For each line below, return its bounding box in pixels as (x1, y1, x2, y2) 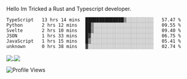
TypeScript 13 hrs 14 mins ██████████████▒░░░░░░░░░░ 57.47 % (6, 17, 182, 23)
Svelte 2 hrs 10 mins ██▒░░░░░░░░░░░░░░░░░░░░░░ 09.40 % (6, 27, 182, 33)
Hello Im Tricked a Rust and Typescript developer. (6, 5, 132, 12)
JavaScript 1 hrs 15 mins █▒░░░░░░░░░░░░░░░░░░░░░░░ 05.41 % (6, 38, 182, 44)
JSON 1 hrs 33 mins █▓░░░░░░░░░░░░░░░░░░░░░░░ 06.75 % (6, 33, 182, 39)
